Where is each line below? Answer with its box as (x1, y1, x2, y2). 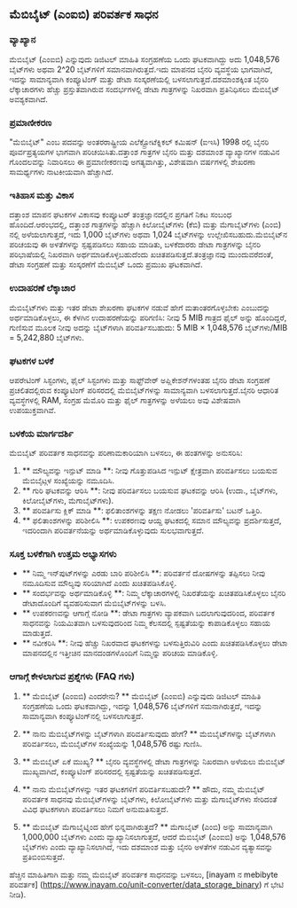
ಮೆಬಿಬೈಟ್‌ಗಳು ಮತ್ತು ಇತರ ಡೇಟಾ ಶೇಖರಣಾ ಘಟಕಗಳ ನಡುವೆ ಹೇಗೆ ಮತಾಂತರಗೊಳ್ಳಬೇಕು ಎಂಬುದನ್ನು (9, 301, 270, 313)
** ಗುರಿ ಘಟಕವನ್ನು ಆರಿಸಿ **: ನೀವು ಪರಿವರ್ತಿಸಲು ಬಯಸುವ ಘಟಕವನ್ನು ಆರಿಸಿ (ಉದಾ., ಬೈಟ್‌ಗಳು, (21, 485, 278, 496)
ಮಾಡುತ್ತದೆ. (21, 628, 53, 638)
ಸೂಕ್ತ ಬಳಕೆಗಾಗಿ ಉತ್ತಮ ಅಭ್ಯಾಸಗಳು (9, 548, 117, 560)
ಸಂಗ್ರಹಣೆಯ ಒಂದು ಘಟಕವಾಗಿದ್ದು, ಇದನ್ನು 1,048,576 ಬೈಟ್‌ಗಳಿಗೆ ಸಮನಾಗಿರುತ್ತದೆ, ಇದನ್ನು (21, 701, 263, 711)
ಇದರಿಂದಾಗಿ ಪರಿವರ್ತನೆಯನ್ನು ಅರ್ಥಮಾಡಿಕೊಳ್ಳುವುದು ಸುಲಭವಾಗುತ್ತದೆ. (21, 525, 204, 536)
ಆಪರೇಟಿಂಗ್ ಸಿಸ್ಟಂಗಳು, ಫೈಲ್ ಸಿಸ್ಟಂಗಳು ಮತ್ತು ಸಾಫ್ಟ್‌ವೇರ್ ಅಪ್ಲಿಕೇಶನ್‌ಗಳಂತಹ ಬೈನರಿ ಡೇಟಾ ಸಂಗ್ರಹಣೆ (9, 374, 270, 385)
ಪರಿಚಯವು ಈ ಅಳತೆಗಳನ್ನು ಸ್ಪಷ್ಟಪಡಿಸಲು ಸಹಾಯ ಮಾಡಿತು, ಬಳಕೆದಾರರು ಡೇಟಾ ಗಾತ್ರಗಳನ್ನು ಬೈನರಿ (9, 239, 262, 250)
